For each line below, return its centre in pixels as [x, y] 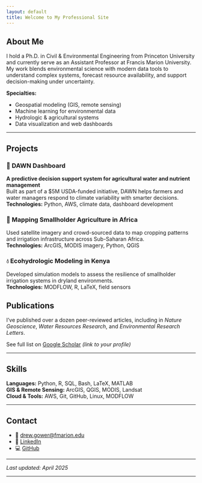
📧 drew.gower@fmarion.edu [50, 435]
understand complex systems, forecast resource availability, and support [96, 75]
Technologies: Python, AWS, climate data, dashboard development [90, 204]
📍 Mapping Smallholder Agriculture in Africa [72, 220]
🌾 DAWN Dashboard [36, 166]
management [23, 185]
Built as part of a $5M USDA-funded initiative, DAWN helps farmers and [95, 191]
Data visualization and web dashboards [64, 124]
